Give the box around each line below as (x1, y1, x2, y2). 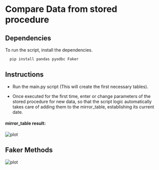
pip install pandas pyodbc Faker (9, 57, 79, 62)
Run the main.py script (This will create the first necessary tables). (12, 84, 149, 89)
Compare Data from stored (5, 3, 118, 15)
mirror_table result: (5, 120, 46, 126)
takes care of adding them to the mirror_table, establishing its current (12, 103, 155, 110)
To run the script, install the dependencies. (5, 47, 93, 53)
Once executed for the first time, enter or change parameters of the (12, 93, 151, 99)
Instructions (5, 71, 44, 79)
